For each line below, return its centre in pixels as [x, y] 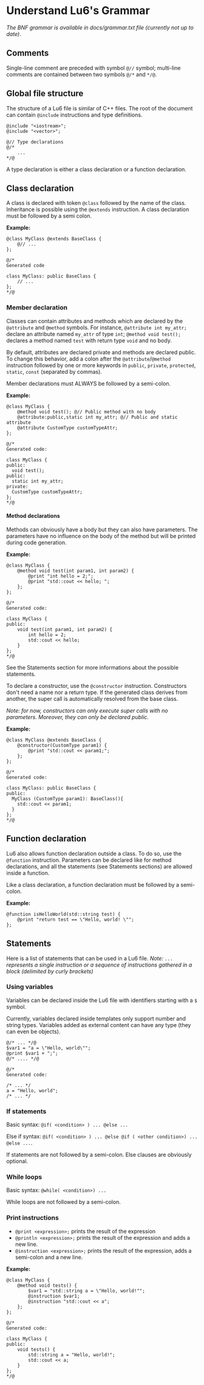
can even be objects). [33, 1031]
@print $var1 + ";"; [32, 1053]
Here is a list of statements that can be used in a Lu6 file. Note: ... [90, 958]
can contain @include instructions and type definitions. [74, 115]
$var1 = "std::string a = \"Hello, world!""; [87, 1290]
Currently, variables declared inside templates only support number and [96, 1018]
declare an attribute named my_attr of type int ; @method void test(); [93, 334]
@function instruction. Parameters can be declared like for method [89, 860]
